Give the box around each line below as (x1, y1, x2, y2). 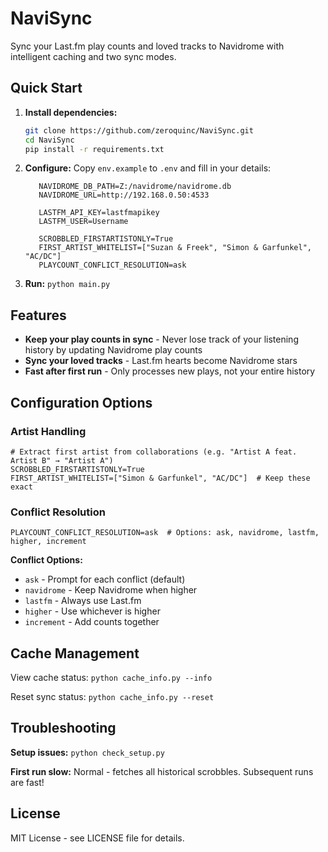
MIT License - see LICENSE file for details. (10, 832, 185, 844)
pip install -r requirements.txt (24, 144, 165, 154)
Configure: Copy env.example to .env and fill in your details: (24, 162, 272, 174)
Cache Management (10, 645, 140, 662)
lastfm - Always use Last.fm (24, 595, 142, 607)
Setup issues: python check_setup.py (10, 746, 165, 758)
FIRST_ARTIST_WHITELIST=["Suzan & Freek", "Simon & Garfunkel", (38, 243, 312, 253)
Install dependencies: (24, 106, 118, 118)
